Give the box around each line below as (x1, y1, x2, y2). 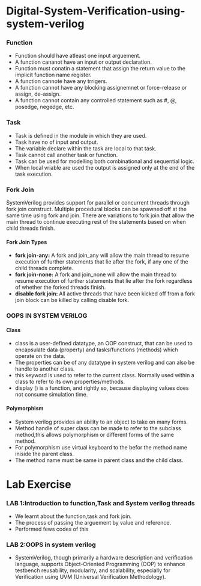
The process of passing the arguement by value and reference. (14, 519, 172, 526)
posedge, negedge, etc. (14, 103, 74, 111)
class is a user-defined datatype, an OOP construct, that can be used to (14, 340, 193, 347)
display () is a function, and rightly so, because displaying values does (14, 384, 189, 392)
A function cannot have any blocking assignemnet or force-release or (14, 84, 187, 91)
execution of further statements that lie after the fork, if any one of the (14, 258, 188, 265)
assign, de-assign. (14, 90, 61, 97)
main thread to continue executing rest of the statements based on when (6, 218, 186, 226)
